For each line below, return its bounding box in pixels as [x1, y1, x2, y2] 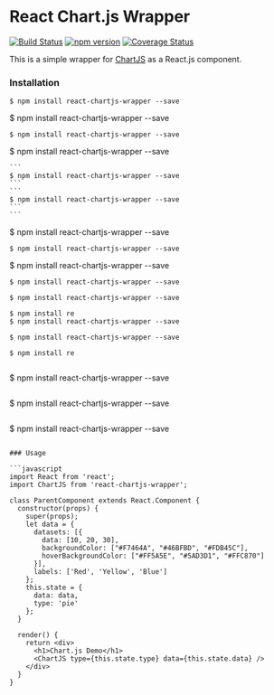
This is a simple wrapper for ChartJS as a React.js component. [9, 53, 242, 64]
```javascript [9, 465, 63, 474]
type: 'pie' [33, 599, 79, 608]
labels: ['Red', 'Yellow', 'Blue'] [33, 568, 168, 577]
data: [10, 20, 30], [42, 536, 119, 545]
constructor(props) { [17, 504, 99, 513]
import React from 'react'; [9, 473, 116, 482]
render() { [17, 631, 59, 640]
